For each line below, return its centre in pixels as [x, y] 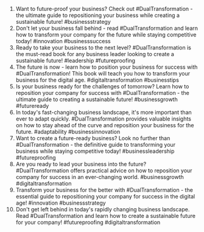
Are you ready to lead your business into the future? [81, 164]
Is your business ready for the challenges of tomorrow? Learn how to [102, 86]
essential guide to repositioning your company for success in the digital [105, 196]
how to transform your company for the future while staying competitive [106, 35]
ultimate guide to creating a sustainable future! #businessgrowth [97, 99]
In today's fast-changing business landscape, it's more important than [104, 112]
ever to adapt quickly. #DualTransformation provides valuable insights [103, 119]
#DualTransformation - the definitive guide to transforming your [96, 145]
